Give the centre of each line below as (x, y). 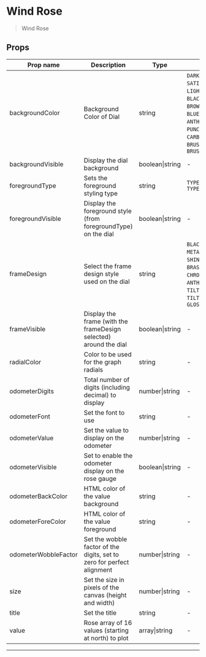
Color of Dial (102, 117)
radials (93, 369)
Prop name (44, 64)
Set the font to (104, 412)
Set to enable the (108, 455)
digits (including (107, 387)
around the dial (105, 344)
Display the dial (106, 160)
